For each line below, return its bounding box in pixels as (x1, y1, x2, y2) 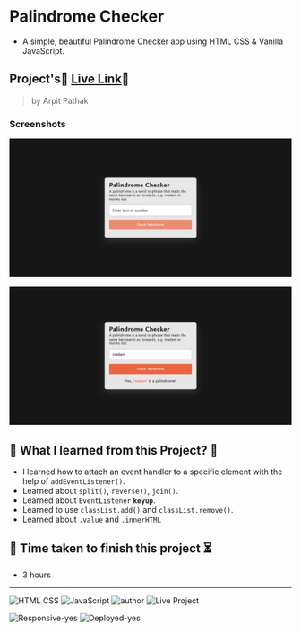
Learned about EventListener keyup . (21, 495, 156, 506)
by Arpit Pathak (30, 95, 89, 106)
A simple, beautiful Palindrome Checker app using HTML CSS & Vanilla (21, 36, 284, 47)
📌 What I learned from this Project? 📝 (9, 442, 219, 458)
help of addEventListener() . (21, 476, 125, 487)
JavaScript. (21, 45, 65, 56)
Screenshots (9, 117, 66, 130)
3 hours (21, 569, 51, 580)
